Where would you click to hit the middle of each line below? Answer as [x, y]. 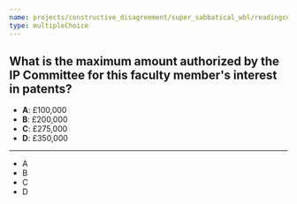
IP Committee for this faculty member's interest [143, 75]
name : [19, 17]
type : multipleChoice [49, 26]
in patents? [41, 89]
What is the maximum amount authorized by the [145, 61]
